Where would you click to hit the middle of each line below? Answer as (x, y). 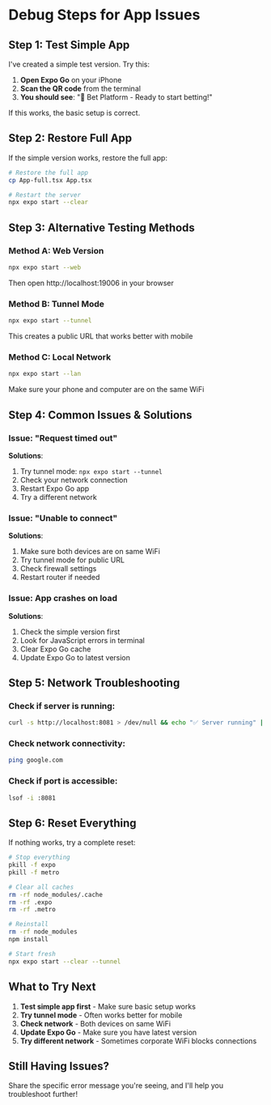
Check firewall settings (58, 569)
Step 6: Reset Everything (72, 823)
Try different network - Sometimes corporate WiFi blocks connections (138, 1041)
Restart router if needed (60, 578)
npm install (28, 940)
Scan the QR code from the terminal (80, 88)
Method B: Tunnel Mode (57, 304)
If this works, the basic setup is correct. (74, 113)
